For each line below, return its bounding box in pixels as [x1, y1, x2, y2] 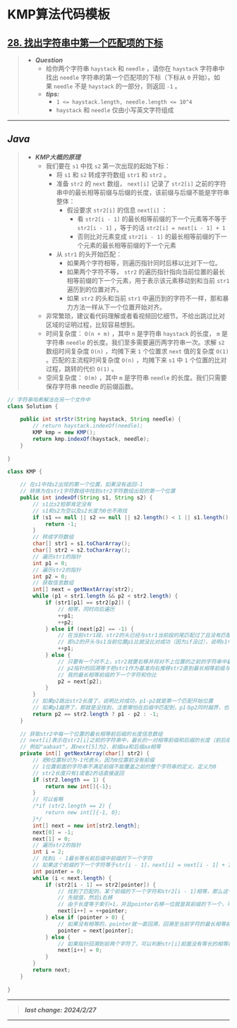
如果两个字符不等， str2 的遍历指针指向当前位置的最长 [66, 267, 226, 276]
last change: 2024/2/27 [24, 1005, 97, 1014]
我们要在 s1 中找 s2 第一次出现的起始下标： [45, 162, 171, 170]
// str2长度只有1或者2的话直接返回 [32, 770, 125, 777]
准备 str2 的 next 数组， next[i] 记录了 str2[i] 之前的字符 [56, 179, 227, 188]
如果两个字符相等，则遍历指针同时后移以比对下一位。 [66, 258, 221, 267]
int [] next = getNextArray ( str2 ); [32, 586, 134, 593]
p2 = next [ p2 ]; [57, 678, 102, 685]
